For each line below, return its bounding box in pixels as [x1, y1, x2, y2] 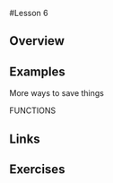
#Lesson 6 [9, 8, 49, 18]
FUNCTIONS [9, 105, 56, 116]
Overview [9, 33, 65, 48]
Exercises [9, 161, 65, 177]
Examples [9, 64, 65, 79]
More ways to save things [9, 88, 105, 99]
